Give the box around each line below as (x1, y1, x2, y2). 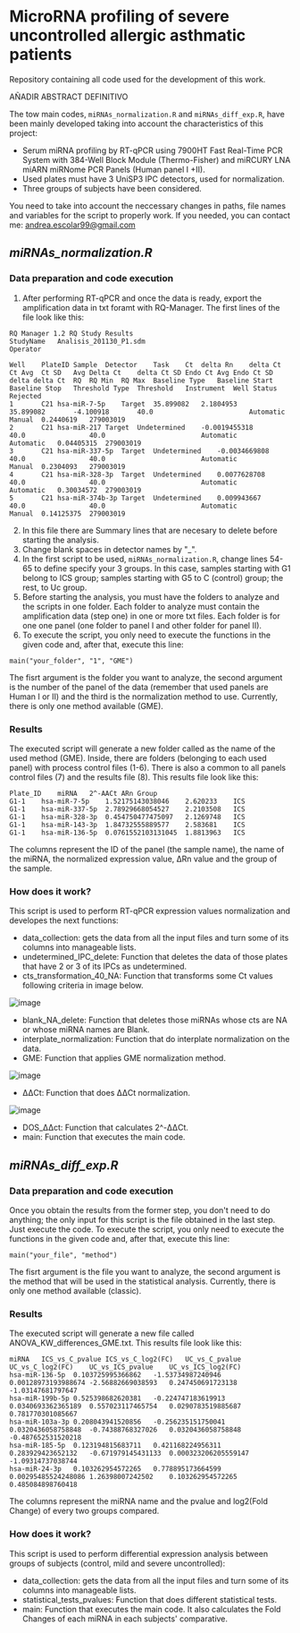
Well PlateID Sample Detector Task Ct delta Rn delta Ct (9, 360, 281, 369)
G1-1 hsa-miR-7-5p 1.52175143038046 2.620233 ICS (9, 797, 246, 806)
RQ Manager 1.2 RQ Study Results (9, 329, 134, 338)
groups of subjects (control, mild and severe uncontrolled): (9, 1558, 226, 1569)
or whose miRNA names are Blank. (21, 1024, 150, 1035)
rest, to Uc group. (21, 582, 87, 593)
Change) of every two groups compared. (9, 1506, 160, 1517)
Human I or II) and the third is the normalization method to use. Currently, (9, 691, 279, 702)
